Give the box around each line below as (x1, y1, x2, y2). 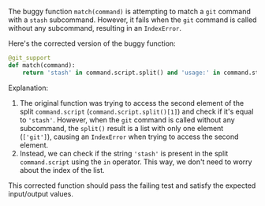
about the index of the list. (19, 165, 105, 174)
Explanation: (8, 83, 49, 92)
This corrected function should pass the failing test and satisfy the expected (8, 181, 256, 190)
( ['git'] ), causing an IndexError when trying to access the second (19, 132, 239, 141)
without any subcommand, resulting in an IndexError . (8, 24, 182, 32)
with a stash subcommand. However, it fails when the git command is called (8, 15, 257, 24)
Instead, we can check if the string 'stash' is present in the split (19, 148, 229, 158)
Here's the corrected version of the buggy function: (8, 39, 176, 48)
